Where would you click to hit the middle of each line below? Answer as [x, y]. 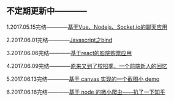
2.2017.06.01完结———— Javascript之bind [59, 40]
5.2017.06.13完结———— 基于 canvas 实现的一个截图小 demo [83, 79]
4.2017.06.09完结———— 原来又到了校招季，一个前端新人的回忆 [87, 65]
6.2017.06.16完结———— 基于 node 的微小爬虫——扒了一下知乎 [86, 92]
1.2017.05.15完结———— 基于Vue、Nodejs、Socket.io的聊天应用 [87, 27]
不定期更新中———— [47, 11]
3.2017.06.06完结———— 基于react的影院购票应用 [69, 53]
